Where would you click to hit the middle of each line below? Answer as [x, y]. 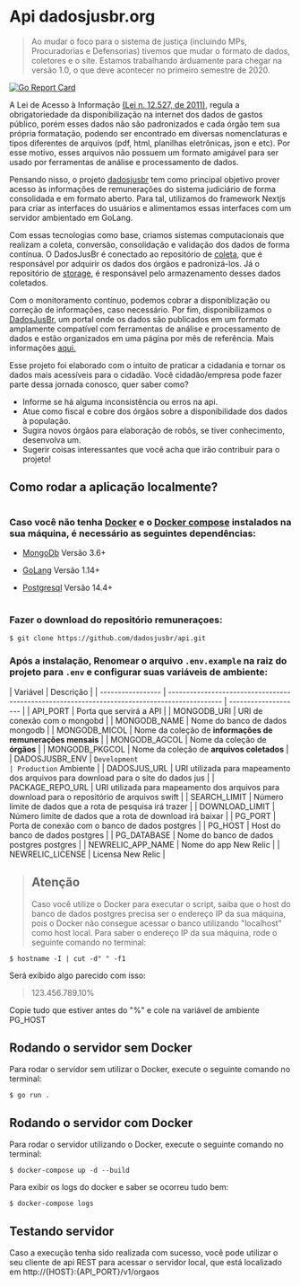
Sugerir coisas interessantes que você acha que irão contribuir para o [151, 449]
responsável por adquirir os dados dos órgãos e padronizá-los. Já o [134, 263]
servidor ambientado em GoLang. [71, 217]
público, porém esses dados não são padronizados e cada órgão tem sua [145, 124]
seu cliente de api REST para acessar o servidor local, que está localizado [146, 1262]
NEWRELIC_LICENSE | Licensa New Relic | [87, 854]
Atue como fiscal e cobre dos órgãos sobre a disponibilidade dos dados [155, 411]
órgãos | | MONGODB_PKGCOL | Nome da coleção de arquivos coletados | [149, 749]
